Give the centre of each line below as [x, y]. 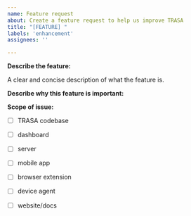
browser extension [44, 177]
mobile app [34, 163]
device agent [37, 191]
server [27, 149]
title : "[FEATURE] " [38, 27]
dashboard [33, 135]
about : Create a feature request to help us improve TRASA [95, 20]
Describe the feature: [39, 66]
